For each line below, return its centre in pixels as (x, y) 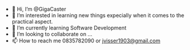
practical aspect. (32, 21)
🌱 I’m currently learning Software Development (69, 28)
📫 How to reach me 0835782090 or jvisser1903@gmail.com (86, 41)
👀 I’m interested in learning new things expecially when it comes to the (98, 15)
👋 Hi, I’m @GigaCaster (39, 9)
